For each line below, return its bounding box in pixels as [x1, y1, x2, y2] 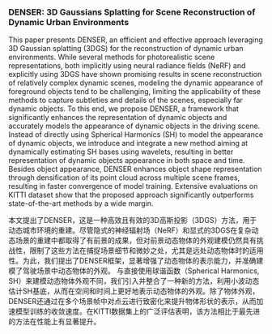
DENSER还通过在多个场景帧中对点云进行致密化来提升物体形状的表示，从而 [8, 297, 257, 306]
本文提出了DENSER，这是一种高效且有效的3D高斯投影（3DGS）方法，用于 [8, 216, 257, 225]
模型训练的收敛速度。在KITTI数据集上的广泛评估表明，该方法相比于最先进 [15, 306, 261, 316]
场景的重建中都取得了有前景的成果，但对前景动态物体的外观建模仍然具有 [15, 236, 257, 246]
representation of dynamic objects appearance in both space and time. [8, 156, 245, 165]
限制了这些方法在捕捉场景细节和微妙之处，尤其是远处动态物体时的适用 [29, 246, 264, 255]
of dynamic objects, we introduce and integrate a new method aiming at [8, 139, 249, 148]
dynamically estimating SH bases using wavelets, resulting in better [8, 147, 234, 156]
